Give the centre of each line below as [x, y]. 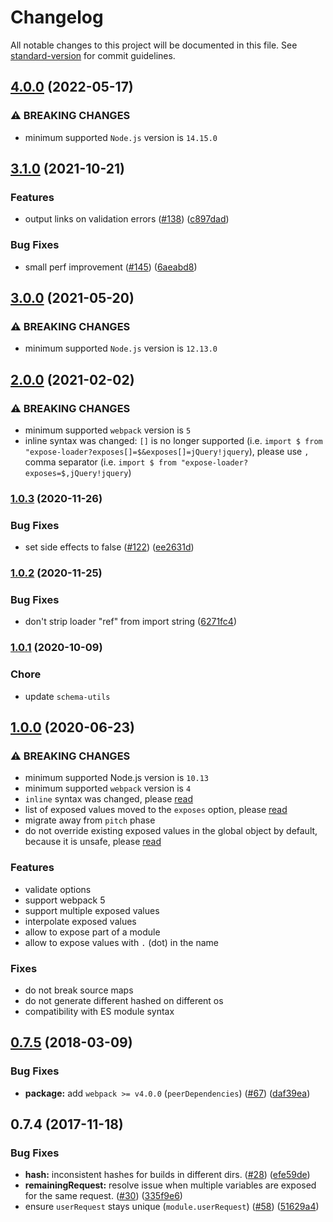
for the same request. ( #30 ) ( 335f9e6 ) [103, 1196]
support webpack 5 [65, 900]
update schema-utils [67, 696]
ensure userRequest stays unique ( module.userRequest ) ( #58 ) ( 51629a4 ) [172, 1207]
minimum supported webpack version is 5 [108, 430]
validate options [58, 889]
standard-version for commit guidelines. [93, 55]
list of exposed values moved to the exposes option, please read [156, 810]
